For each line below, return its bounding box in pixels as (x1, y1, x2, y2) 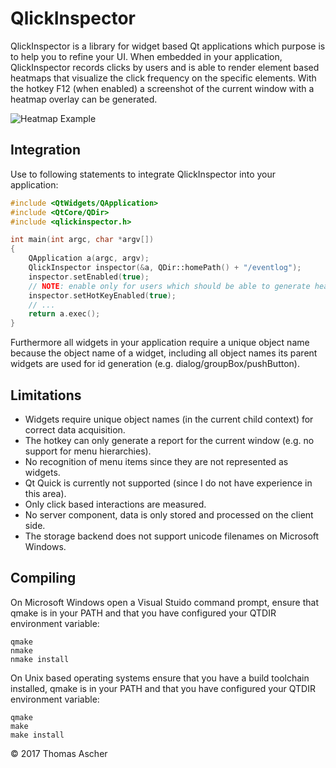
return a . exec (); (28, 309, 101, 319)
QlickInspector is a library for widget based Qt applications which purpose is (10, 40, 326, 52)
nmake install (10, 654, 70, 664)
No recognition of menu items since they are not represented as (24, 455, 289, 467)
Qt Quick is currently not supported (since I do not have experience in (24, 477, 313, 489)
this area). (24, 487, 67, 499)
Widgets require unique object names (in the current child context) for (24, 413, 314, 425)
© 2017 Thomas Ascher (10, 747, 108, 759)
